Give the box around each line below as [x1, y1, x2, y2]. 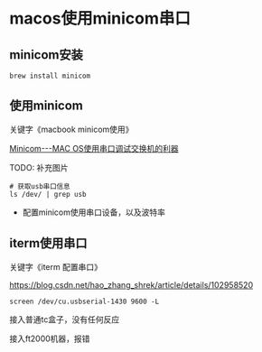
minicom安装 [9, 47, 84, 62]
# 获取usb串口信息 [9, 181, 70, 190]
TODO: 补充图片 [9, 162, 70, 172]
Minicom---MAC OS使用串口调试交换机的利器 [9, 143, 179, 153]
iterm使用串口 [9, 236, 88, 251]
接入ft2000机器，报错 [9, 333, 90, 344]
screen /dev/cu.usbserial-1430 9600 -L [9, 297, 160, 306]
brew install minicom [9, 71, 91, 80]
